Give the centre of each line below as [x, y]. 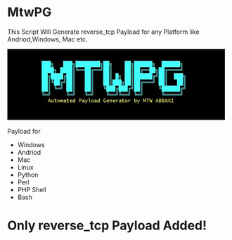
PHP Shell [32, 189]
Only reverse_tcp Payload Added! [107, 226]
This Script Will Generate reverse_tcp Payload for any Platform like [103, 32]
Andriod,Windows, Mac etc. [47, 39]
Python [28, 175]
